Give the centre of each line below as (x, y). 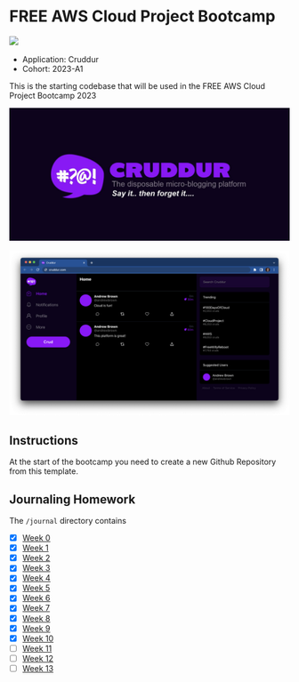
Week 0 (36, 538)
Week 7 (36, 608)
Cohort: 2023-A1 (53, 68)
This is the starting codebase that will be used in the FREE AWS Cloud (137, 85)
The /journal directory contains (68, 521)
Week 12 (38, 658)
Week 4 (36, 578)
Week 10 (38, 638)
